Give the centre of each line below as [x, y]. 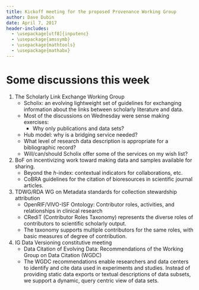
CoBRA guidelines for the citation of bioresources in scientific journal [108, 179]
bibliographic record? [50, 147]
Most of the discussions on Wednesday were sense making [96, 115]
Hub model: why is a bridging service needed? [80, 134]
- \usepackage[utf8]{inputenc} [50, 34]
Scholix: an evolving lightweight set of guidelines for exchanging [102, 103]
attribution [27, 198]
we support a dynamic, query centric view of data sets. [91, 280]
